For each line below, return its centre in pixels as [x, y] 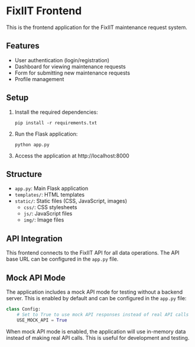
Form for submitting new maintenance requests [72, 73]
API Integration [35, 238]
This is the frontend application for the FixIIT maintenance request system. [97, 27]
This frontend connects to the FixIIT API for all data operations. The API [93, 253]
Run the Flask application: [46, 134]
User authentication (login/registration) [62, 60]
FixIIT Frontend [44, 11]
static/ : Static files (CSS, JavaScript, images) [71, 201]
